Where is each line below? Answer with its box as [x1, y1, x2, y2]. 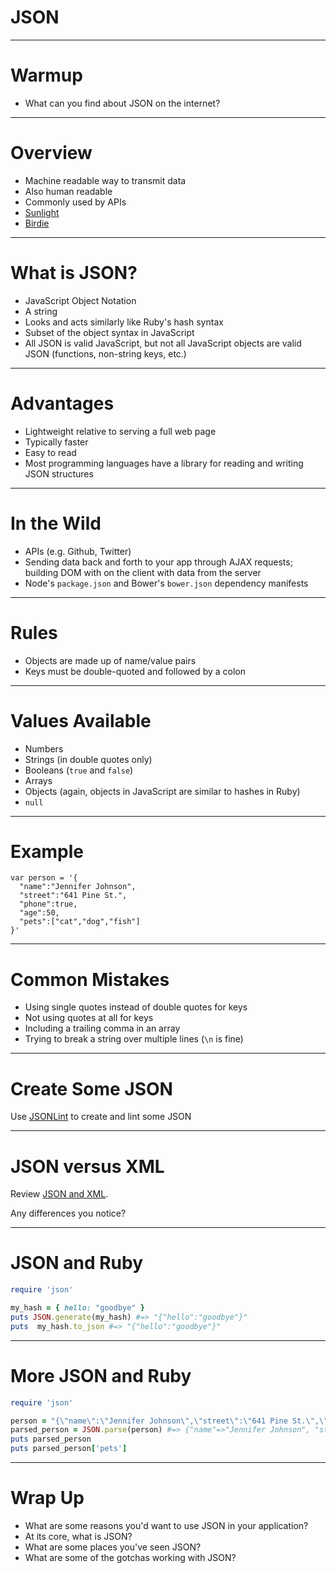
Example [10, 840, 84, 863]
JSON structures [24, 467, 94, 480]
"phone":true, [19, 899, 78, 910]
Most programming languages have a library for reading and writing [24, 457, 304, 469]
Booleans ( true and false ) [24, 764, 134, 776]
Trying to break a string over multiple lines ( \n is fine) [24, 1033, 244, 1045]
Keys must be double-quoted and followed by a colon [24, 665, 246, 677]
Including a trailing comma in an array [24, 1022, 181, 1035]
